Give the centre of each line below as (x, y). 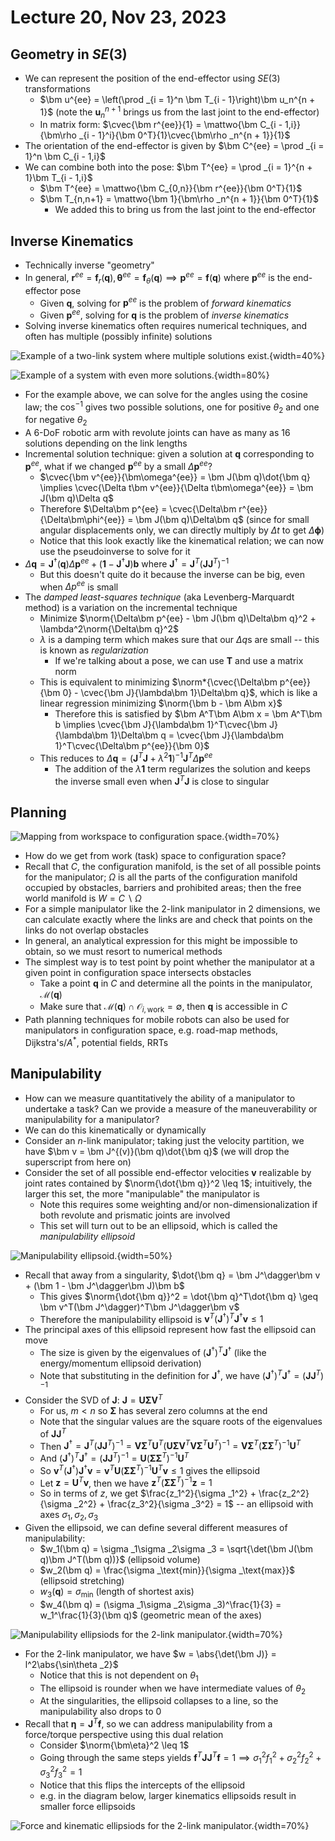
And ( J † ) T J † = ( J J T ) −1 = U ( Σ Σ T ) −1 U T (114, 1457)
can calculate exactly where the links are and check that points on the (168, 920)
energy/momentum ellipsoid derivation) (120, 1363)
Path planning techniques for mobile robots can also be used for (157, 1020)
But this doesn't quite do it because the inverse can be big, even (172, 574)
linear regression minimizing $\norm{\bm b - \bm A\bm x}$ (161, 703)
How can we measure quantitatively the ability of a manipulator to (160, 1098)
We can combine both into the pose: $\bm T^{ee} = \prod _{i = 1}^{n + (168, 167)
